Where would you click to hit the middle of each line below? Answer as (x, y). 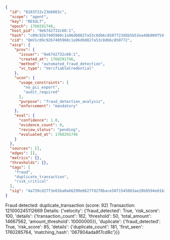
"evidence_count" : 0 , (41, 125)
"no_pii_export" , (41, 87)
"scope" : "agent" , (29, 17)
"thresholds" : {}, (29, 163)
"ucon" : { (25, 78)
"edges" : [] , (24, 153)
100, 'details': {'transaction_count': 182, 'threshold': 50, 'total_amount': (78, 216)
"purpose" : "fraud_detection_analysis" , (62, 101)
